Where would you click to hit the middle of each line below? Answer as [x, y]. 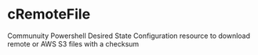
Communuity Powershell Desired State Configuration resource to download [129, 36]
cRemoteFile [49, 14]
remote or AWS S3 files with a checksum [73, 43]
